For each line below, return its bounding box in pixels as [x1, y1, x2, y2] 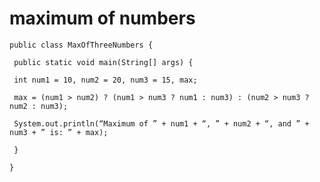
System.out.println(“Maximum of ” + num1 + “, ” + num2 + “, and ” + [13, 118, 310, 129]
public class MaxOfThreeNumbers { [9, 40, 154, 50]
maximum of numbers [9, 7, 196, 30]
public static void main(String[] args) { [13, 57, 194, 67]
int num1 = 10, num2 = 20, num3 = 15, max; [13, 75, 198, 85]
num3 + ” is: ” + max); [9, 127, 109, 137]
